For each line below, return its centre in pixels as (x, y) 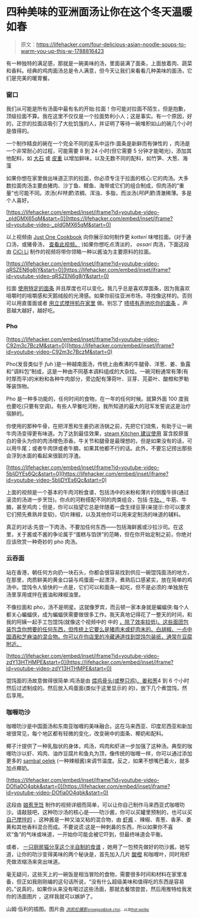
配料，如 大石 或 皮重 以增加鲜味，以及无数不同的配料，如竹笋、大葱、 (97, 158)
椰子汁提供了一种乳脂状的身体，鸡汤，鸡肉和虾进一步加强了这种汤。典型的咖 (99, 746)
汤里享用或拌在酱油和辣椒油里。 (45, 594)
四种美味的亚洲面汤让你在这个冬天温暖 (99, 12)
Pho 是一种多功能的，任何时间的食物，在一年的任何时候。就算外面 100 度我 (97, 398)
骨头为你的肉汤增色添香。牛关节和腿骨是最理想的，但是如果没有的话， (102, 440)
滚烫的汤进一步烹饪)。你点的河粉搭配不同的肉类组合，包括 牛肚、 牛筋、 (94, 499)
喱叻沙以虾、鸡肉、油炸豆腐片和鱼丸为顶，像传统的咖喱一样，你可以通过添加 (99, 754)
